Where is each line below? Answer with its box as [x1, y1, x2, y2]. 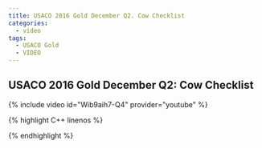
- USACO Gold [15, 42, 59, 50]
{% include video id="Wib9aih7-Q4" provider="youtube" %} [8, 99, 208, 109]
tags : [8, 34, 27, 42]
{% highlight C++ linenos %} [8, 115, 103, 125]
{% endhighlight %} [8, 130, 74, 140]
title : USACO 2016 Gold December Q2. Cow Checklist [8, 11, 185, 20]
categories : [8, 19, 48, 27]
